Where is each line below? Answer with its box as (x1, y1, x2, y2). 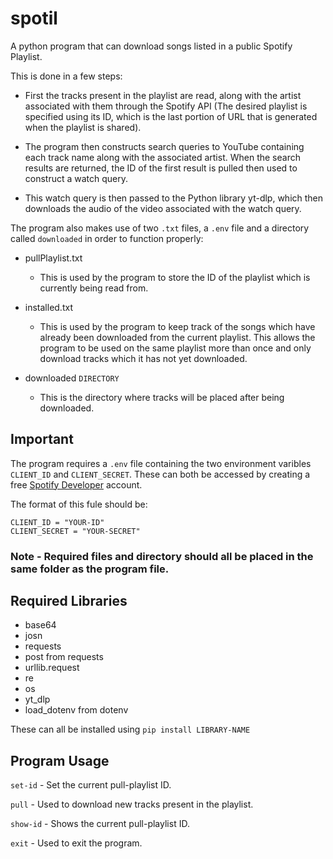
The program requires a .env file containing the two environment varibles (10, 457, 312, 469)
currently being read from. (39, 282, 149, 294)
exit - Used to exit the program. (10, 837, 143, 849)
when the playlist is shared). (24, 121, 142, 133)
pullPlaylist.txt (24, 252, 83, 264)
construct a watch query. (24, 172, 129, 184)
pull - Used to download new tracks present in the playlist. (10, 798, 254, 811)
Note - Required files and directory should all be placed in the (10, 549, 314, 563)
